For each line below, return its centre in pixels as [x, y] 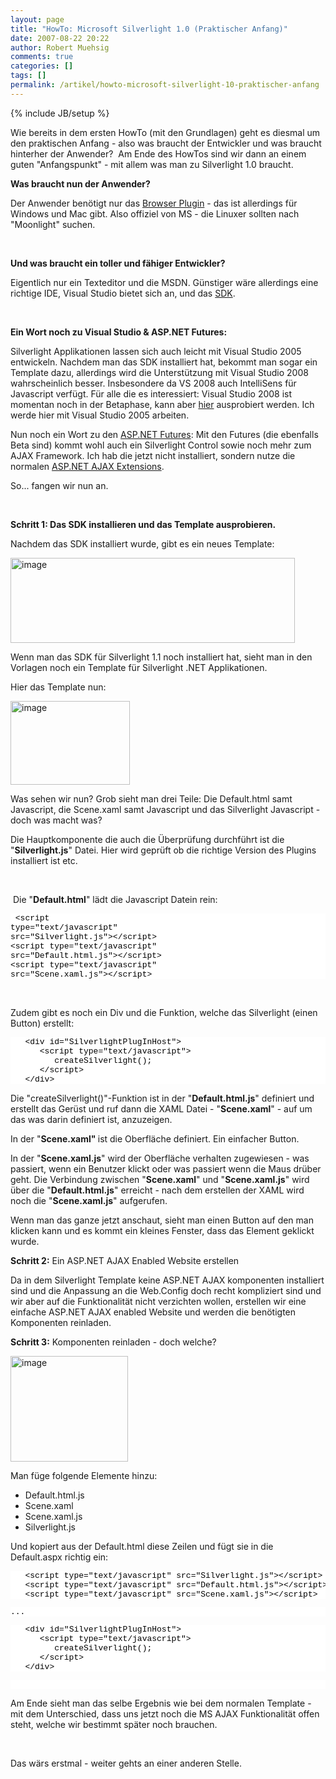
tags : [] [28, 76]
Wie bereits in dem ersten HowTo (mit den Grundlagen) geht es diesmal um [165, 132]
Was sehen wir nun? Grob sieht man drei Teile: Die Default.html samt [151, 798]
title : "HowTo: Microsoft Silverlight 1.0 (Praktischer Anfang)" [149, 29]
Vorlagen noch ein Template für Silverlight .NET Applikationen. [139, 667]
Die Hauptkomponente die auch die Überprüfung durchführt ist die [147, 839]
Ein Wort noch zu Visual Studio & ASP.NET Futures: [119, 332]
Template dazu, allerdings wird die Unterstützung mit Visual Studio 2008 [159, 372]
